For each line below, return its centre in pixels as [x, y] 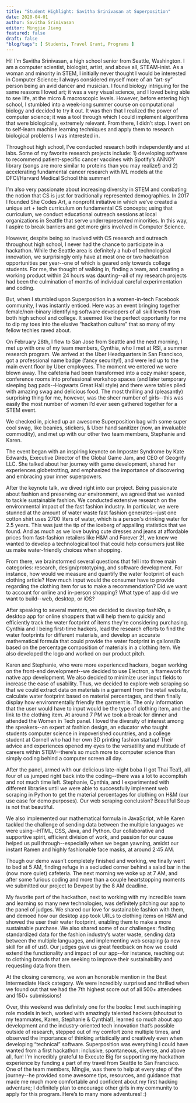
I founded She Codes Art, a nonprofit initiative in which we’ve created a [92, 202]
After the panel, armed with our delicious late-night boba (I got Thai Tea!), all [98, 769]
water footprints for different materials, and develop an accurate [83, 635]
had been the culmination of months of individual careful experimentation [94, 281]
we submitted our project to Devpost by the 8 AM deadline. [77, 886]
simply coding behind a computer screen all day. [64, 758]
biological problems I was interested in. [53, 135]
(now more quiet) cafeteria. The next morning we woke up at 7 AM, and [92, 873]
